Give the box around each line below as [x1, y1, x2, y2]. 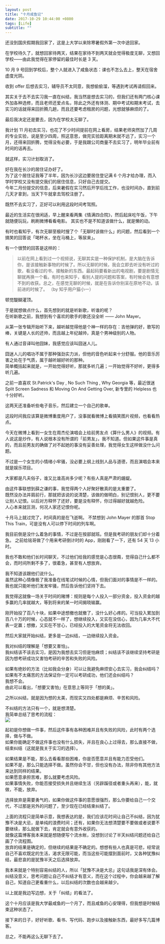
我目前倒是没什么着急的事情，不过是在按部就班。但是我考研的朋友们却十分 [5, 531, 156, 537]
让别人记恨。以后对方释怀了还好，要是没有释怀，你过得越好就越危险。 [5, 498, 147, 504]
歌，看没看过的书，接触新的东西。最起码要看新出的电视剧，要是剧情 [17, 268, 155, 274]
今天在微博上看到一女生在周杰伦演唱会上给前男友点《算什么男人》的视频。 [5, 430, 156, 436]
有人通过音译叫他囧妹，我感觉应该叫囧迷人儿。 [5, 341, 100, 346]
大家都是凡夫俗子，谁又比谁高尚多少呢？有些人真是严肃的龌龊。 [5, 475, 134, 481]
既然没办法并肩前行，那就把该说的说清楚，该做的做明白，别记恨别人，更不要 [5, 492, 160, 498]
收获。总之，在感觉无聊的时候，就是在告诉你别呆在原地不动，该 [30, 280, 160, 286]
